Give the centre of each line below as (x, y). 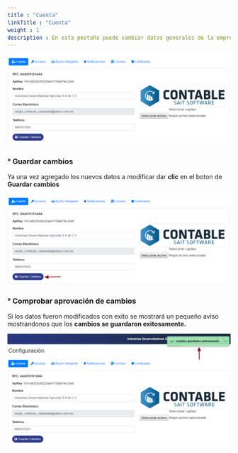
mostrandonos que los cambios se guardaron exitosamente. (97, 324)
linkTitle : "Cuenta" (39, 22)
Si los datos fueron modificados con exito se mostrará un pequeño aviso (113, 316)
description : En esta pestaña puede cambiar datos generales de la (110, 38)
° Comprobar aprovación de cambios (72, 301)
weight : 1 (23, 30)
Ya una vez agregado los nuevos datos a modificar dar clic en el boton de (115, 177)
